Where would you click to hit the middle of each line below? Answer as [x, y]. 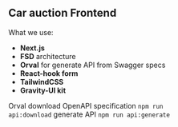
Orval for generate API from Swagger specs [93, 65]
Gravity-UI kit [43, 90]
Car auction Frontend [63, 13]
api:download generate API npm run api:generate [89, 114]
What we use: [31, 32]
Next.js [32, 48]
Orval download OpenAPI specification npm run [86, 105]
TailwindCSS [42, 81]
